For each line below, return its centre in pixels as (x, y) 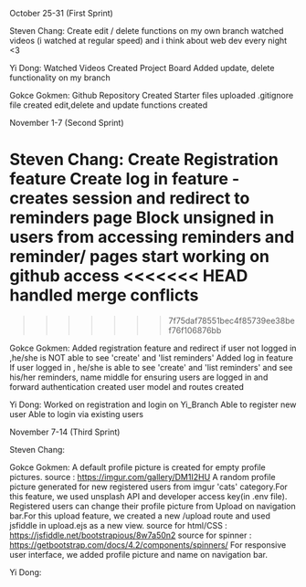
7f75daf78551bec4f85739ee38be (232, 320)
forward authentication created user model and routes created (127, 386)
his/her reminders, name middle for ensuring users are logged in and (139, 377)
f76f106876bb (195, 330)
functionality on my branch (60, 78)
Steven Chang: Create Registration (144, 160)
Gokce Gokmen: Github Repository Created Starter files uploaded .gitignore (152, 95)
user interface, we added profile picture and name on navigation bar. (138, 554)
